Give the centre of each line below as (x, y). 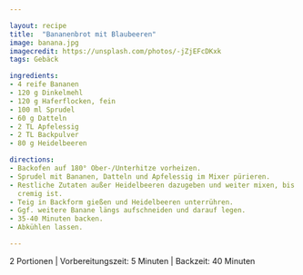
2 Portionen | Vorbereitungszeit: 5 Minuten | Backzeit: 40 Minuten (132, 260)
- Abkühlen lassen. (46, 228)
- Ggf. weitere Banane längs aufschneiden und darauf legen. (128, 211)
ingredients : (34, 76)
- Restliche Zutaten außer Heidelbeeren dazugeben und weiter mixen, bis (152, 185)
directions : (32, 160)
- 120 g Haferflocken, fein (63, 101)
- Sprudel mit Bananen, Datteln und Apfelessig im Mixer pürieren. (140, 177)
